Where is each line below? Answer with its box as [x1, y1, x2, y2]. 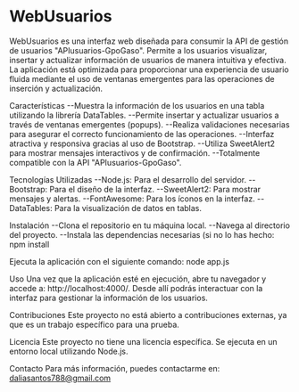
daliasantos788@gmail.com [9, 372, 112, 383]
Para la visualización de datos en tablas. [54, 202, 203, 213]
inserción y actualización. [9, 83, 104, 94]
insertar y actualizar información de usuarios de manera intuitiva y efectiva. [9, 54, 287, 65]
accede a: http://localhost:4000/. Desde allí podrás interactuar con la [9, 282, 263, 293]
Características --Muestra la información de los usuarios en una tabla [9, 100, 265, 110]
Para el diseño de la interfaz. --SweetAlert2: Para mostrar [49, 184, 262, 194]
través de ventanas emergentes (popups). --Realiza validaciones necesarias [9, 118, 290, 130]
